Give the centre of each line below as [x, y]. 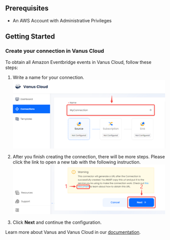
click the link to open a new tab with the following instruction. [77, 162]
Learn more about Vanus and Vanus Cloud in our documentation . [73, 232]
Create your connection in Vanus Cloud [55, 51]
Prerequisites [27, 8]
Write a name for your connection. [48, 77]
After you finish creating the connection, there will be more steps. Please [89, 156]
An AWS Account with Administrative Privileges [62, 20]
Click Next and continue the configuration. [57, 222]
